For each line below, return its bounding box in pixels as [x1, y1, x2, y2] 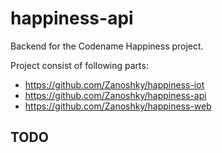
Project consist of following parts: [10, 59, 149, 71]
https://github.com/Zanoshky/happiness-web [24, 100, 212, 112]
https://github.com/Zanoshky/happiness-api [24, 89, 207, 101]
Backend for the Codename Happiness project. [10, 40, 204, 52]
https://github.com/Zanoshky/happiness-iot [24, 78, 205, 91]
